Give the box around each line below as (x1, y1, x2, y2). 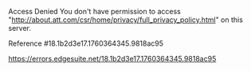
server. (8, 24, 32, 32)
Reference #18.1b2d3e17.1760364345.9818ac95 (8, 39, 163, 48)
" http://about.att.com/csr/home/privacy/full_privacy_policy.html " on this (8, 15, 243, 24)
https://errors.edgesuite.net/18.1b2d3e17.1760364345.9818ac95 (8, 54, 217, 63)
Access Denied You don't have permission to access (8, 7, 181, 16)
